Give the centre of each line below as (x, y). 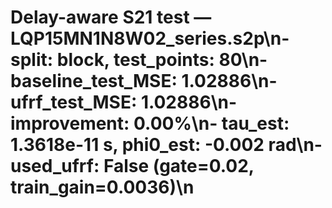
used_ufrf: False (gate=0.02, (132, 166)
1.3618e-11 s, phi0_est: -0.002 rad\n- (166, 145)
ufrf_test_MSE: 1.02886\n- (124, 102)
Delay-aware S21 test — (111, 17)
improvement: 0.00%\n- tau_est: (150, 123)
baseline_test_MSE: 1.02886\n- (144, 81)
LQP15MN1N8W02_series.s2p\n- (150, 38)
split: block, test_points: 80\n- (139, 60)
